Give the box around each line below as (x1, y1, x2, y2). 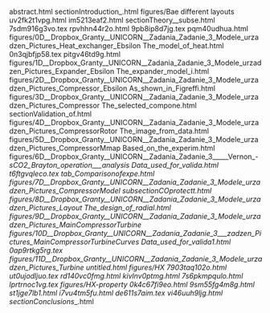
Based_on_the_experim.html (122, 144, 215, 152)
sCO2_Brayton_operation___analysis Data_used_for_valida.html (9, 161, 219, 169)
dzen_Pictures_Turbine (9, 262, 84, 272)
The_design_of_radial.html (84, 203, 171, 212)
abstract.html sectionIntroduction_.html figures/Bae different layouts (9, 7, 235, 16)
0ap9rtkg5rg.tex (9, 246, 63, 255)
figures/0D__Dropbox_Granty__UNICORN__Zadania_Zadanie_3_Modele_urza (9, 32, 260, 42)
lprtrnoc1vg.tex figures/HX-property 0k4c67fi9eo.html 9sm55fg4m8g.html (9, 280, 256, 289)
